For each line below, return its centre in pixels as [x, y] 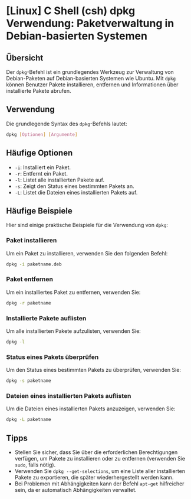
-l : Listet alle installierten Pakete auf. [60, 180]
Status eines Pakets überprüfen [52, 357]
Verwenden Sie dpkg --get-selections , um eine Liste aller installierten [100, 471]
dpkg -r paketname [29, 303]
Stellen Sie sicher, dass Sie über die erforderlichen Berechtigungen [96, 452]
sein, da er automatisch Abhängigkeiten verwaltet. [75, 490]
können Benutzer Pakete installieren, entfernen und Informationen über [92, 85]
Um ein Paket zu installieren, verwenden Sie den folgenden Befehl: [87, 253]
